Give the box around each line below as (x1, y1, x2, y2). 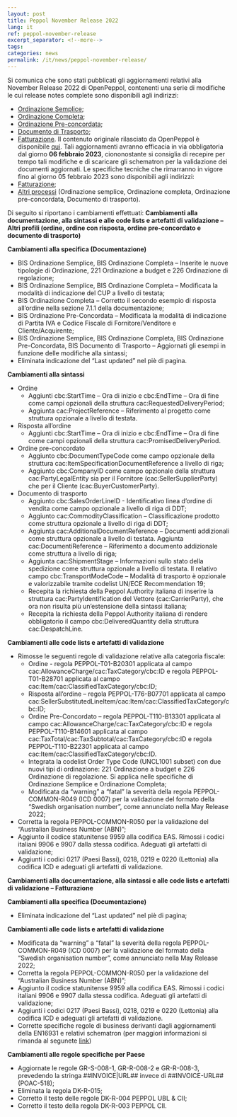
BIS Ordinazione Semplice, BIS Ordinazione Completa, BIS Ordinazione (17, 333, 224, 342)
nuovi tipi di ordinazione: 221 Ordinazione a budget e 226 (28, 764, 195, 773)
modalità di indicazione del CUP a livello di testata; (17, 288, 165, 297)
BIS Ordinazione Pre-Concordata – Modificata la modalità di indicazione (17, 311, 227, 319)
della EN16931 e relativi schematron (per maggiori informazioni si (17, 1029, 207, 1037)
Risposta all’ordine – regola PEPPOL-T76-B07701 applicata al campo (28, 689, 226, 698)
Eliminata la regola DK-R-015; (17, 1086, 103, 1094)
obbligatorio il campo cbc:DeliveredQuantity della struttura (28, 617, 200, 625)
